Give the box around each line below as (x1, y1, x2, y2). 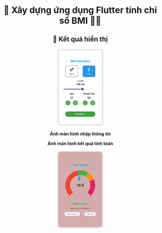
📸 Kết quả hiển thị (53, 35, 108, 43)
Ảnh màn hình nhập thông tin (50, 130, 111, 136)
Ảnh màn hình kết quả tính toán (47, 140, 113, 146)
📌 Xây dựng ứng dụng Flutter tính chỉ (3, 4, 157, 16)
